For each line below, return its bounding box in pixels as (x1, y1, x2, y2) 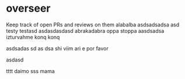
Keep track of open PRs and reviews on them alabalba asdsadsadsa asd (6, 21, 180, 28)
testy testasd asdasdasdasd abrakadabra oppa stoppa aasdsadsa (6, 27, 165, 34)
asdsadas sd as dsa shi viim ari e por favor (6, 44, 109, 51)
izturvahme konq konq (6, 33, 60, 40)
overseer (6, 2, 51, 15)
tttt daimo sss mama (6, 67, 55, 74)
